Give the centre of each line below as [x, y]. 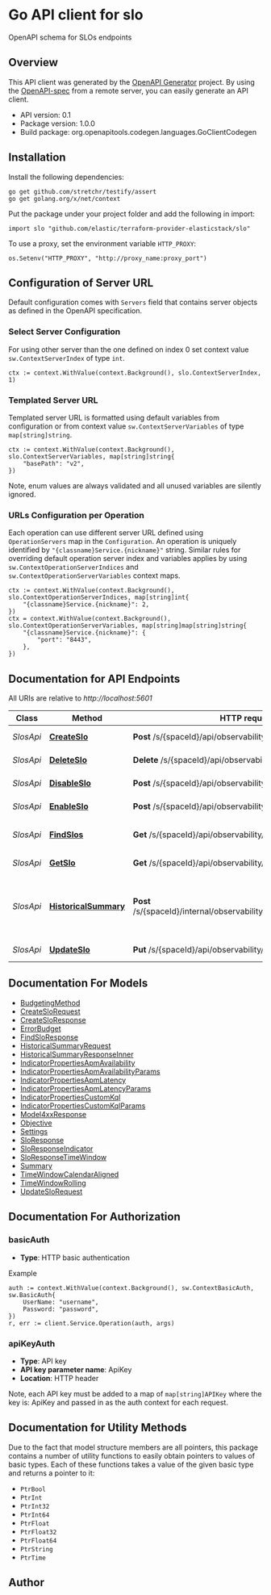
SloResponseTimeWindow [63, 1157]
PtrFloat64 [38, 1541]
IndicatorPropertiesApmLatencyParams [85, 1088]
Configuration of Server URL [81, 283]
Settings [34, 1131]
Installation [37, 158]
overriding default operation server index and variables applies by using [128, 559]
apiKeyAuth [32, 1343]
